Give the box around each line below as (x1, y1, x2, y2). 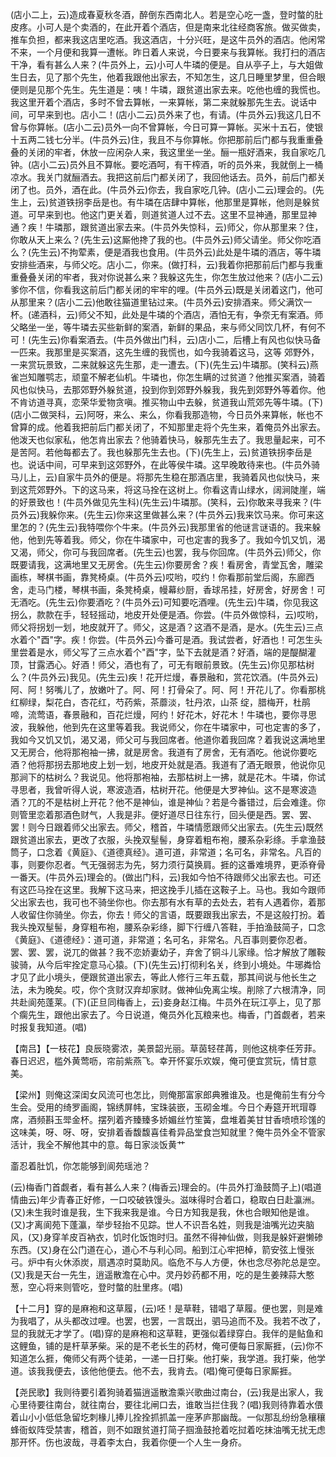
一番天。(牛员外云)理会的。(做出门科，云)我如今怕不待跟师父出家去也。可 (10, 871, 313, 883)
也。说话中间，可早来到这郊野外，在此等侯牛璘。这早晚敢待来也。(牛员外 (10, 459, 312, 470)
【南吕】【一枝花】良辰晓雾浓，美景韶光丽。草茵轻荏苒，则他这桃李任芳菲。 (10, 1043, 322, 1054)
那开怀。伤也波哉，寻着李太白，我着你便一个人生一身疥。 (10, 1436, 247, 1448)
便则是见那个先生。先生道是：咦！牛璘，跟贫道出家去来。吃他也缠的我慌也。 (10, 84, 326, 95)
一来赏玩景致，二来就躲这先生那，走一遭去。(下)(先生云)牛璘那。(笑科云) (10, 359, 310, 370)
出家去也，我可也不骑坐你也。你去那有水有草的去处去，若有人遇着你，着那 (18, 896, 326, 908)
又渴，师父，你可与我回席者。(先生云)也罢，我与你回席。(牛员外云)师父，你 (10, 546, 322, 558)
